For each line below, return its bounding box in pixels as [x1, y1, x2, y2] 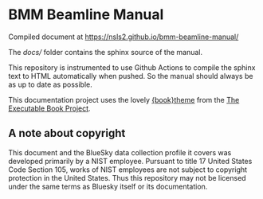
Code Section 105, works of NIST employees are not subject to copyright [8, 165, 248, 174]
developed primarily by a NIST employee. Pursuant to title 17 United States [8, 156, 253, 166]
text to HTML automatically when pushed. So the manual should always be [8, 71, 253, 80]
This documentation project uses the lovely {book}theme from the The [8, 95, 240, 104]
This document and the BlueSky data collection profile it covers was [8, 147, 232, 157]
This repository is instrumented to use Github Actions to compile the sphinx [8, 62, 256, 72]
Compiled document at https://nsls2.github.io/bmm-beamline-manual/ [8, 32, 239, 41]
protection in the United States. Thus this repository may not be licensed [8, 173, 246, 182]
